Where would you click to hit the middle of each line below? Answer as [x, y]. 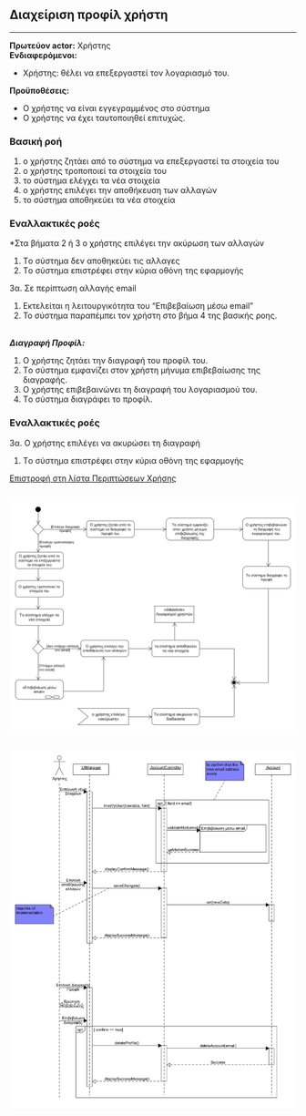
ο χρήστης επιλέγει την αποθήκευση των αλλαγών [120, 190]
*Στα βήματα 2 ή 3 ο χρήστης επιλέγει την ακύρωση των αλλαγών [137, 243]
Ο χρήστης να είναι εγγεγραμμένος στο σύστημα [116, 108]
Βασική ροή [36, 141]
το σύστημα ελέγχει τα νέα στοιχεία [92, 180]
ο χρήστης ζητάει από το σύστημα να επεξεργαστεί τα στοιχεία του [151, 161]
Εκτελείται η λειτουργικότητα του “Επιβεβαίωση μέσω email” [138, 306]
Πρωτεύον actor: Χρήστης [60, 46]
